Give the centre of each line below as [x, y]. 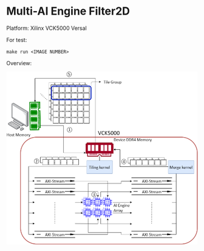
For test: [17, 40]
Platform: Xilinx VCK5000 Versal [46, 28]
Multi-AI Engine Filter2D [68, 11]
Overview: [19, 63]
